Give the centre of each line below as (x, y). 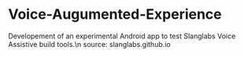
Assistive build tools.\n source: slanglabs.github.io (89, 44)
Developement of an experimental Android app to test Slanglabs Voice (122, 36)
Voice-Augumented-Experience (115, 14)
